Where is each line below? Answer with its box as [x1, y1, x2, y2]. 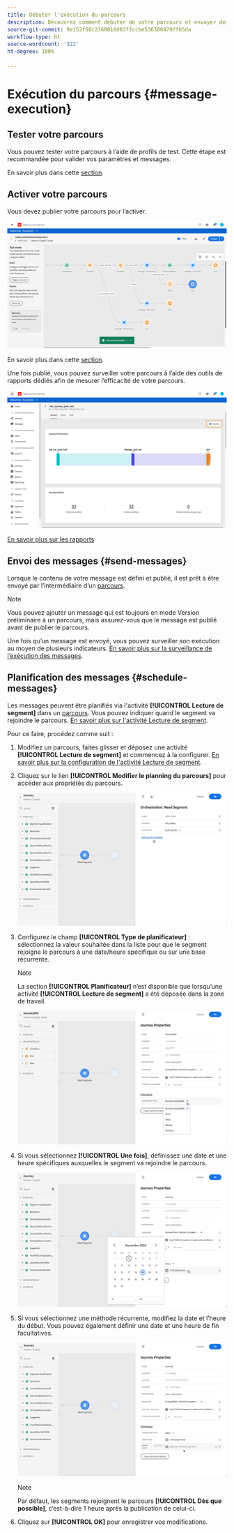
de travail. [17, 997, 47, 1005]
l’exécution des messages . [7, 651, 84, 659]
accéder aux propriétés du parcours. [17, 779, 123, 787]
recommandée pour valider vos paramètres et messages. [7, 154, 172, 163]
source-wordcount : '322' [7, 40, 79, 48]
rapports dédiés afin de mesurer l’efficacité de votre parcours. [7, 377, 186, 385]
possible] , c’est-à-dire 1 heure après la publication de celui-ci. [17, 1504, 196, 1513]
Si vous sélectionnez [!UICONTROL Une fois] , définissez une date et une [17, 1151, 227, 1160]
